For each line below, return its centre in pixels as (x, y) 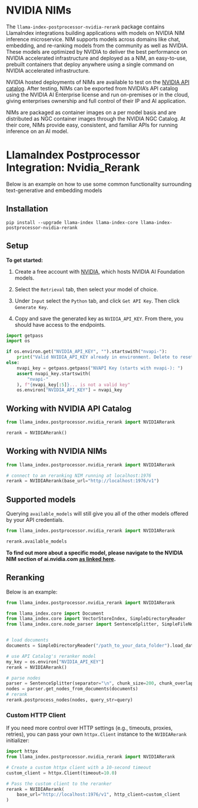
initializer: (18, 741)
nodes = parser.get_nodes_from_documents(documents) (72, 689)
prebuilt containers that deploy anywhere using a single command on (90, 64)
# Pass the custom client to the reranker (59, 784)
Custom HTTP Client (36, 715)
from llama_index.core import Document (55, 613)
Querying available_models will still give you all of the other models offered (97, 514)
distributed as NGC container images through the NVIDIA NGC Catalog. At (96, 118)
